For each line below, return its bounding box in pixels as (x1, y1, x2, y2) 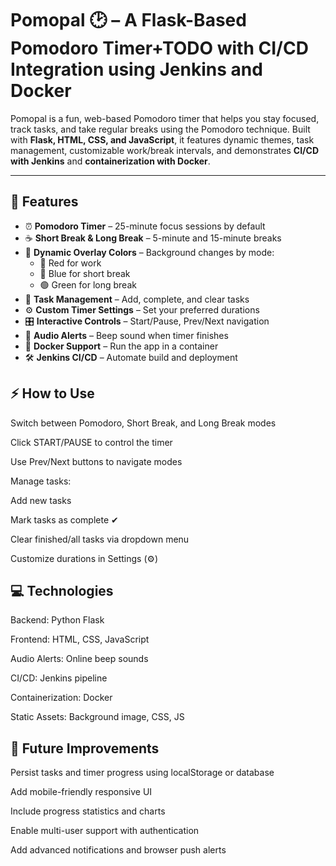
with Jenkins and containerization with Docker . (10, 155, 211, 167)
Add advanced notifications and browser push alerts (10, 844, 227, 856)
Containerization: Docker (10, 692, 113, 704)
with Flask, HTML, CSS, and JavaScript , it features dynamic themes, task (10, 133, 315, 146)
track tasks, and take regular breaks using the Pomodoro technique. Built (10, 123, 311, 135)
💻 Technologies (10, 582, 114, 599)
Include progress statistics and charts (10, 805, 166, 817)
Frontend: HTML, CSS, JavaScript (10, 633, 150, 646)
